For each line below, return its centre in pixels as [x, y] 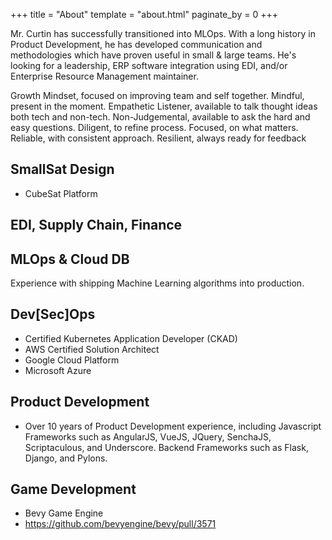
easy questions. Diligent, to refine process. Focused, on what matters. [154, 127]
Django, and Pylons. [66, 458]
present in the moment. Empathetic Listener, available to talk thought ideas [164, 106]
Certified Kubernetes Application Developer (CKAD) [131, 338]
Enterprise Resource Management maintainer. [104, 76]
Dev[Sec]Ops [53, 314]
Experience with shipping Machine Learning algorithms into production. [157, 283]
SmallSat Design [62, 169]
